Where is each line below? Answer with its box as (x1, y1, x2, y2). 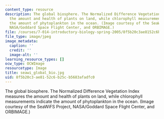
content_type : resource (5, 7, 54, 12)
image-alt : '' (9, 52, 38, 57)
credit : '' (9, 48, 32, 52)
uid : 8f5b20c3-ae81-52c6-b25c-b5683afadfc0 (5, 75, 95, 80)
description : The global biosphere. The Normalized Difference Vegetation (5, 12, 161, 17)
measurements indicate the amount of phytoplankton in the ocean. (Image (5, 98, 154, 104)
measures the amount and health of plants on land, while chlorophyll (5, 93, 143, 99)
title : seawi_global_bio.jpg (5, 70, 64, 75)
